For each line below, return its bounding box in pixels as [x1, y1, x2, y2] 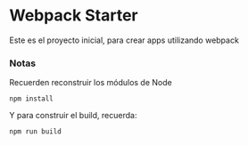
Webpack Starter [9, 5, 138, 26]
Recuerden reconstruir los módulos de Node [9, 77, 172, 88]
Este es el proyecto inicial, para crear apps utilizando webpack [9, 35, 239, 45]
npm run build [9, 127, 62, 136]
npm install [9, 94, 54, 103]
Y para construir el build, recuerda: [9, 110, 137, 121]
